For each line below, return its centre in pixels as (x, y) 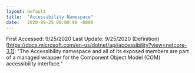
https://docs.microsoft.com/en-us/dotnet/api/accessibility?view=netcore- (97, 45)
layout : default (26, 11)
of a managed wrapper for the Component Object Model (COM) (83, 58)
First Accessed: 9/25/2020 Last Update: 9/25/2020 (69, 39)
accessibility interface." (34, 64)
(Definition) (146, 39)
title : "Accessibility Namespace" (50, 17)
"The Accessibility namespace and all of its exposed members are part (103, 51)
